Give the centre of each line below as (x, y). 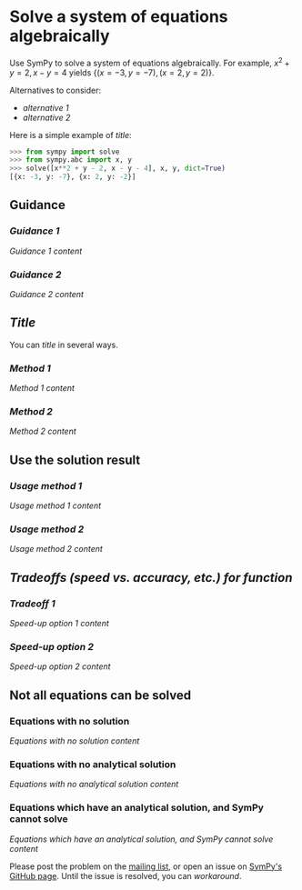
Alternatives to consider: (55, 90)
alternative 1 (46, 107)
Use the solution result (75, 460)
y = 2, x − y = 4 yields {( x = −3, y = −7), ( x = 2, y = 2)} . (112, 72)
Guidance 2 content (47, 295)
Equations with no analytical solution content (94, 785)
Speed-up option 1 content (59, 624)
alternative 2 (46, 117)
